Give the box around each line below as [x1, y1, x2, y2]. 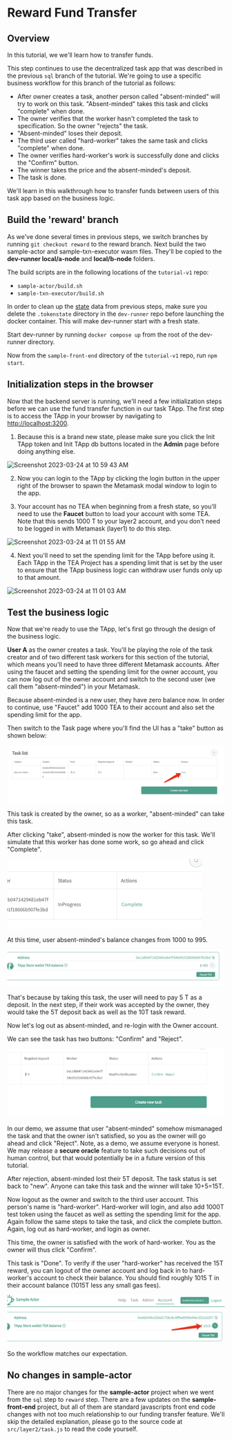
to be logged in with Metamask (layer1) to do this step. [17, 524, 172, 533]
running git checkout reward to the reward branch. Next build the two [7, 240, 206, 248]
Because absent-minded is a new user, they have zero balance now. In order [7, 696, 225, 704]
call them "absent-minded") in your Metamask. [7, 682, 140, 691]
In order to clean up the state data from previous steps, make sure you [7, 302, 208, 310]
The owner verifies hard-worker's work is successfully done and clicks [17, 151, 220, 159]
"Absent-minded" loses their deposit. [17, 130, 123, 137]
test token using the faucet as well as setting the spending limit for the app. [7, 1210, 221, 1218]
